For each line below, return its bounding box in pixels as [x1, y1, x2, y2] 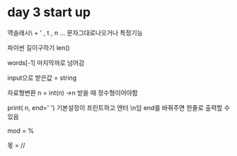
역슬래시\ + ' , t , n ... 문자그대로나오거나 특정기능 [7, 28, 143, 37]
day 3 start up [7, 4, 91, 20]
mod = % [7, 126, 35, 135]
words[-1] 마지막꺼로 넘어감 [7, 58, 85, 67]
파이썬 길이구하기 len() [7, 43, 70, 52]
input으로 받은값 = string [7, 73, 77, 82]
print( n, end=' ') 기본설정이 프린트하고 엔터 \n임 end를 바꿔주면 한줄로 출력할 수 [7, 103, 230, 112]
